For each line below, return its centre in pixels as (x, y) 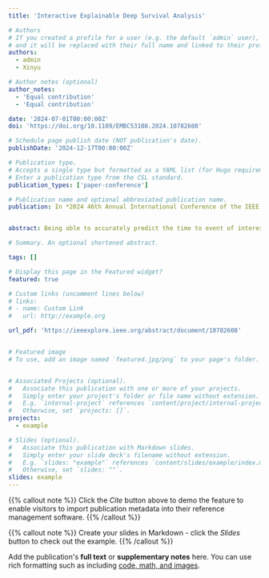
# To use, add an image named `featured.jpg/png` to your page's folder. (134, 359)
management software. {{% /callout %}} (75, 517)
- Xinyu (28, 68)
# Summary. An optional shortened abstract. (84, 243)
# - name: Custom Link (46, 309)
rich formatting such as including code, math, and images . (104, 565)
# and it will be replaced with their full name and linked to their (127, 45)
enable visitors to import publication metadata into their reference (116, 509)
